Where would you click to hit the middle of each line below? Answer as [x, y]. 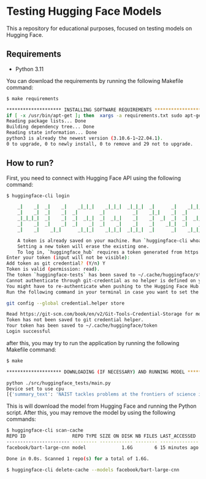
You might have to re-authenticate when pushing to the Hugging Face [97, 286]
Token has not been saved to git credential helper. [75, 320]
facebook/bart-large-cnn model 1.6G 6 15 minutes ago [103, 447]
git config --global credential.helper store [65, 303]
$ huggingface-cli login [38, 196]
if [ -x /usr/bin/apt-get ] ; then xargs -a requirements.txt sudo [94, 115]
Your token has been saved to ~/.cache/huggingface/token [82, 326]
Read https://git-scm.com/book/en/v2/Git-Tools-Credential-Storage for [100, 314]
